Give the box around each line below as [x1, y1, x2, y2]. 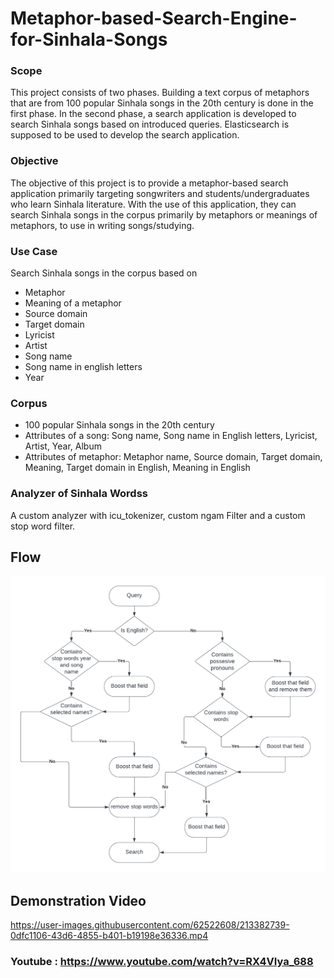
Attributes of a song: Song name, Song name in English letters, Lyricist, [24, 430, 318, 442]
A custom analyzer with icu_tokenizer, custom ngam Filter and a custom [10, 509, 306, 521]
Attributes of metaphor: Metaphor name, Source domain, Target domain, [24, 451, 323, 463]
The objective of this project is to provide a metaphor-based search [10, 177, 289, 189]
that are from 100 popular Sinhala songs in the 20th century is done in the [10, 97, 314, 109]
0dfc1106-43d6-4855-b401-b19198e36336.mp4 [10, 930, 209, 942]
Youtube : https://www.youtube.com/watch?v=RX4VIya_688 [10, 955, 314, 969]
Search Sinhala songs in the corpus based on [10, 267, 198, 279]
